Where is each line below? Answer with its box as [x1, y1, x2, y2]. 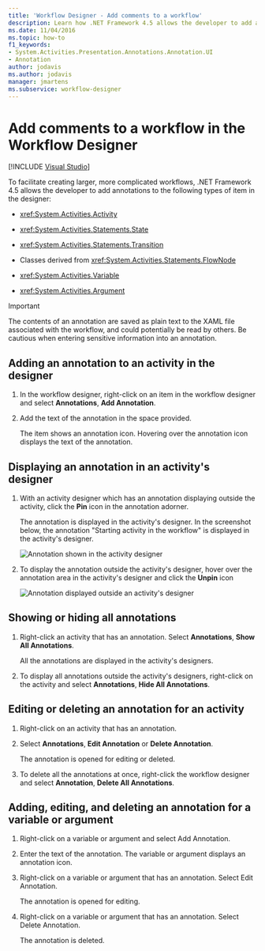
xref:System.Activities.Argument [19, 286, 125, 296]
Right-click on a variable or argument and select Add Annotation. [19, 834, 231, 843]
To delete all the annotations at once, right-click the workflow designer [19, 769, 250, 779]
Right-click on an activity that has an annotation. [19, 723, 177, 733]
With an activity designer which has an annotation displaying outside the [19, 493, 256, 503]
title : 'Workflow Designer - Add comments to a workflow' [8, 11, 203, 20]
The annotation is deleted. [19, 936, 105, 945]
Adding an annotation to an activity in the [8, 357, 215, 370]
